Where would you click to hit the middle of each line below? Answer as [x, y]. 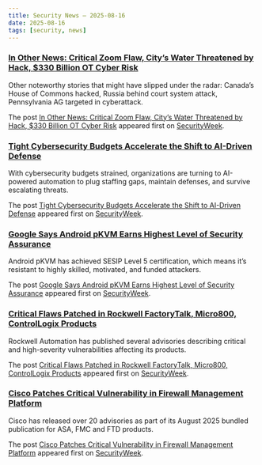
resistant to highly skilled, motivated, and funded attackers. [105, 270]
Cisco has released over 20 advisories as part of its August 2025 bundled [128, 421]
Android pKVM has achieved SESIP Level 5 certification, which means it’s [127, 261]
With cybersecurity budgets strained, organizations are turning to [115, 173]
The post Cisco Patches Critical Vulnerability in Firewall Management [121, 444]
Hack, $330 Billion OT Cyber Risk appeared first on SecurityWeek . [116, 125]
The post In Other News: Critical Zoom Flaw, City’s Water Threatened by [125, 117]
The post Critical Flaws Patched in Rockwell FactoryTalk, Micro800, [118, 365]
